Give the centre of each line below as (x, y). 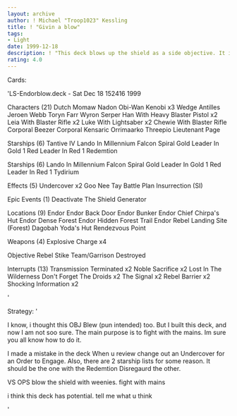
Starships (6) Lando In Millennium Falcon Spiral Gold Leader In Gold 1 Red (114, 164)
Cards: (17, 80)
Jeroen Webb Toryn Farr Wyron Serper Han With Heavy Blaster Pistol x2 (113, 114)
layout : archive (31, 14)
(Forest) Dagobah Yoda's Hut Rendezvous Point (77, 228)
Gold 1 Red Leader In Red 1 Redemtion (62, 151)
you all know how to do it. (44, 340)
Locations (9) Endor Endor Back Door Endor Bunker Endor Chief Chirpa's (114, 213)
